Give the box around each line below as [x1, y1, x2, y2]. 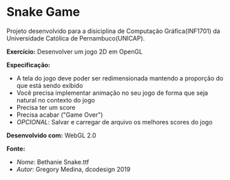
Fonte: [6, 144, 25, 153]
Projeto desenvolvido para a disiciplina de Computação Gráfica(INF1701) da [6, 27, 221, 35]
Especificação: [6, 60, 51, 69]
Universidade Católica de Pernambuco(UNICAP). [6, 34, 145, 42]
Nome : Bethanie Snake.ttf [16, 157, 90, 166]
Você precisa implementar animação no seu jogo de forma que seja [16, 89, 208, 97]
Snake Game [6, 4, 81, 20]
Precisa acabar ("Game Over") [16, 111, 103, 119]
